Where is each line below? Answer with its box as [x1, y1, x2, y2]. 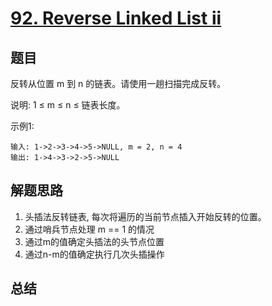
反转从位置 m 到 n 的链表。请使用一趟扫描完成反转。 [10, 78, 227, 89]
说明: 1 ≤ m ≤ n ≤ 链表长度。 [10, 99, 126, 111]
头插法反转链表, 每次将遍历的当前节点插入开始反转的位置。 [24, 210, 267, 222]
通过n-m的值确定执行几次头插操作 [24, 248, 165, 260]
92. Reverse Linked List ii [10, 7, 222, 30]
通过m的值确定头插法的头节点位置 [24, 235, 165, 247]
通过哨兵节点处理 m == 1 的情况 [24, 223, 155, 235]
